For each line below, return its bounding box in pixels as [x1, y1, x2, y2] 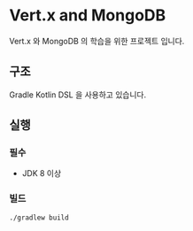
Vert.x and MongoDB [9, 5, 166, 26]
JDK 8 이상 [21, 168, 62, 179]
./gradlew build [9, 213, 69, 222]
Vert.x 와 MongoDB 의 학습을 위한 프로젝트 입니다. [9, 35, 185, 46]
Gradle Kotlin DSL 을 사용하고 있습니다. [9, 89, 147, 100]
